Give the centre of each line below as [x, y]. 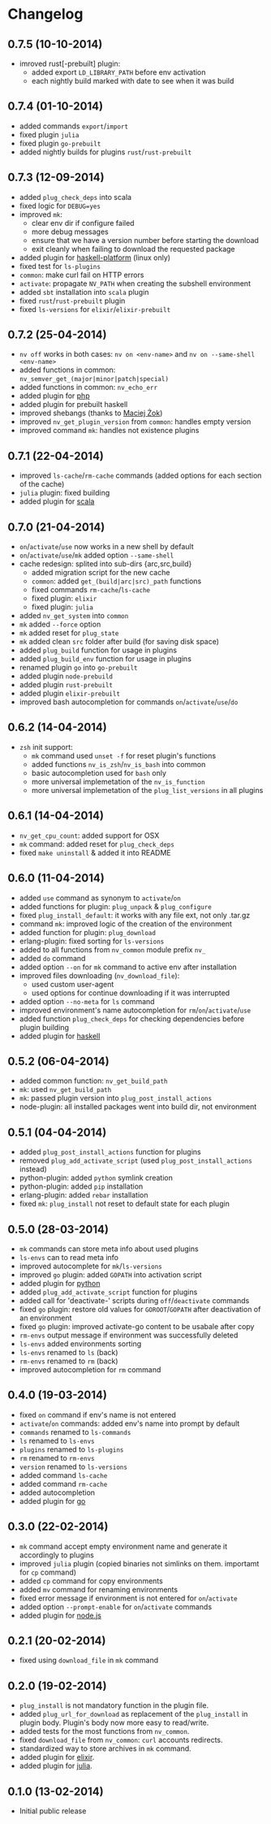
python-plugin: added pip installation [81, 1186]
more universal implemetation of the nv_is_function [118, 782]
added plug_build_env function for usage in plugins [105, 659]
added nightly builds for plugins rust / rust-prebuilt [105, 152]
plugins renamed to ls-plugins [71, 1449]
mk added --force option [60, 624]
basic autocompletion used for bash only [99, 773]
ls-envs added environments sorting [80, 1343]
